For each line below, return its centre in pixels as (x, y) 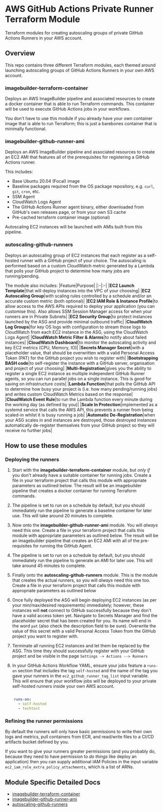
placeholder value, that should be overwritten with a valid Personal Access (80, 353)
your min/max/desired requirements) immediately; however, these (78, 605)
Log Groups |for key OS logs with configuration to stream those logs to (75, 327)
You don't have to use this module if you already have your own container (79, 118)
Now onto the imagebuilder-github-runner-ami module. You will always (85, 525)
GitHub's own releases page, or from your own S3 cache (69, 212)
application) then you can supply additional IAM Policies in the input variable (81, 762)
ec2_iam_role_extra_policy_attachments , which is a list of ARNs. (70, 767)
